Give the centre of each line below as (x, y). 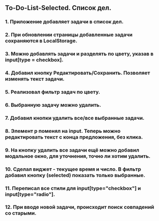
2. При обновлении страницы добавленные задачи (69, 35)
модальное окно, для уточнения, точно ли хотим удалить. (78, 156)
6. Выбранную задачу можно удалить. (53, 105)
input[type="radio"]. (30, 194)
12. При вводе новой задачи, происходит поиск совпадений (79, 207)
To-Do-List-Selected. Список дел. (58, 8)
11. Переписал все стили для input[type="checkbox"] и (73, 188)
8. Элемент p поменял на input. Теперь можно (63, 131)
